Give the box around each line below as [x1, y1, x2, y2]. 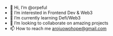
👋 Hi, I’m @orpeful [9, 5, 47, 10]
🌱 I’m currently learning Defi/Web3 [9, 15, 81, 20]
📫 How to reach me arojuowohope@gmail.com [9, 26, 107, 31]
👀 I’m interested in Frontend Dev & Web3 [9, 10, 93, 16]
